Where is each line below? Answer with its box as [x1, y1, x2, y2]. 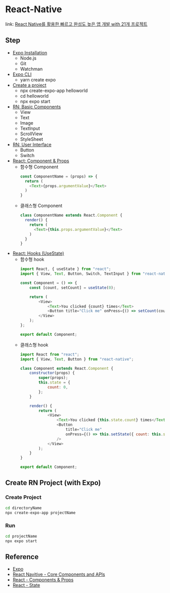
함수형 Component [20, 164, 59, 170]
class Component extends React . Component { [20, 366, 114, 371]
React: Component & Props [12, 158, 69, 164]
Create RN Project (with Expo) [5, 479, 101, 487]
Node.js [20, 55, 37, 61]
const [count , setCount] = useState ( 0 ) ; [29, 285, 116, 290]
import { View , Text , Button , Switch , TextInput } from [20, 271, 141, 277]
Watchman [20, 66, 43, 72]
